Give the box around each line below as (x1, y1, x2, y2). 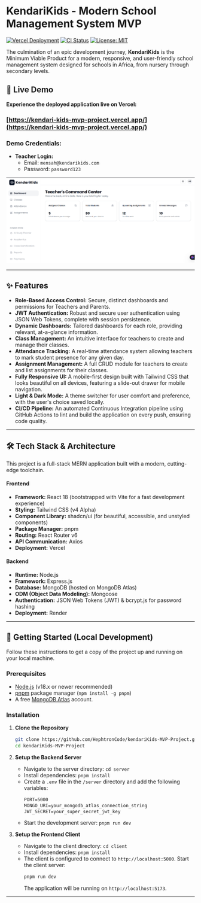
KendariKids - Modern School (6, 4, 157, 18)
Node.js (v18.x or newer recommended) (14, 683, 113, 691)
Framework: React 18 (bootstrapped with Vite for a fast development (14, 493, 185, 500)
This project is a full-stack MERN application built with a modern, (6, 460, 166, 467)
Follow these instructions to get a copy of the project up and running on (6, 648, 183, 655)
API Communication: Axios (14, 537, 83, 545)
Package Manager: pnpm (14, 525, 79, 532)
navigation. (14, 385, 43, 393)
